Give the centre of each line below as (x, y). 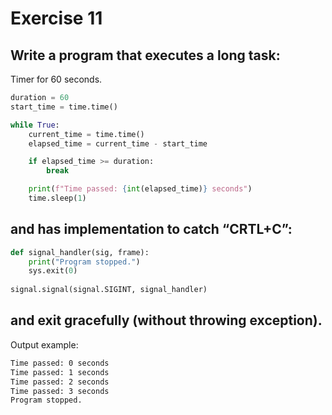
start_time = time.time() (64, 107)
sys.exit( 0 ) (53, 271)
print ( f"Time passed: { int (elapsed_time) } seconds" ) (140, 189)
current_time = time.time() (86, 134)
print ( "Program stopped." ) (84, 262)
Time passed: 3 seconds (60, 391)
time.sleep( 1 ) (57, 198)
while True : (35, 125)
